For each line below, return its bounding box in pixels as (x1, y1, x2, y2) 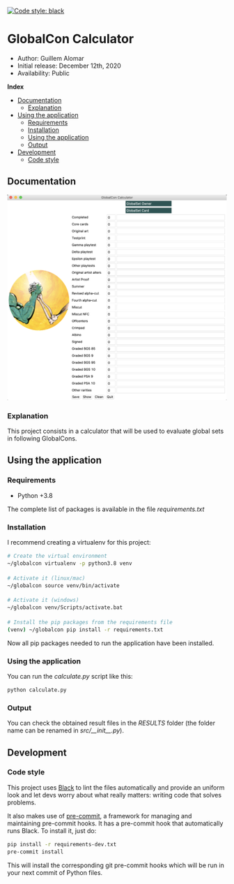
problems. (7, 798, 36, 806)
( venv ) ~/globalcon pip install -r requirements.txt (7, 626, 164, 633)
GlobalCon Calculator (7, 31, 134, 47)
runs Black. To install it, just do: (7, 826, 97, 834)
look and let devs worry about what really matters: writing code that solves (7, 790, 221, 799)
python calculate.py (7, 686, 68, 693)
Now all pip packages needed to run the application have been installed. (7, 639, 214, 647)
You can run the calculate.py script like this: (7, 672, 134, 680)
